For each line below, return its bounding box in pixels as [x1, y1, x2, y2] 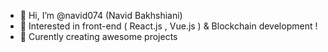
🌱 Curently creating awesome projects [19, 31, 178, 42]
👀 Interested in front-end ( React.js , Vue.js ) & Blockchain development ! [19, 20, 318, 32]
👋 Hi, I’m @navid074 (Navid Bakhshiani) [19, 10, 183, 21]
